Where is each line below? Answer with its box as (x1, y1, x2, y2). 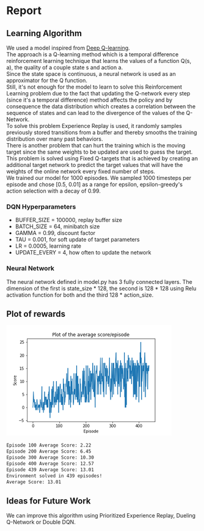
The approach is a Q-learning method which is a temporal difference (6, 51, 179, 58)
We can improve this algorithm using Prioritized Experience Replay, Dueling (6, 512, 196, 519)
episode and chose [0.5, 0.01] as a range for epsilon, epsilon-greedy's (6, 181, 183, 188)
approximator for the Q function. (6, 77, 87, 84)
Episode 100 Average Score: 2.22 (6, 442, 92, 448)
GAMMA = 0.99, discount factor (15, 229, 96, 237)
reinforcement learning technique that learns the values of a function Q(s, (6, 58, 191, 64)
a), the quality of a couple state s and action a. (6, 64, 123, 71)
